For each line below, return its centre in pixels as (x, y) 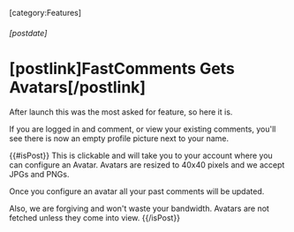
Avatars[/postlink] (78, 87)
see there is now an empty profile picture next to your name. (119, 138)
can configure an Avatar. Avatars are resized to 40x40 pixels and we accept (147, 165)
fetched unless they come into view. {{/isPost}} (95, 217)
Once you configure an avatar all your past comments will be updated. (137, 191)
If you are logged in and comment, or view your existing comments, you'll (143, 129)
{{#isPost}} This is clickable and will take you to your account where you (141, 155)
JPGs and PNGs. (39, 174)
